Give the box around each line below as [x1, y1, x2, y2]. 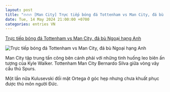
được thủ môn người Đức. [5, 81, 58, 87]
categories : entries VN [5, 21, 56, 27]
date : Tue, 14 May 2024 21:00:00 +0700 [5, 17, 90, 22]
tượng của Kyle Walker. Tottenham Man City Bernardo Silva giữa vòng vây [5, 60, 159, 66]
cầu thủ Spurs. [5, 66, 36, 72]
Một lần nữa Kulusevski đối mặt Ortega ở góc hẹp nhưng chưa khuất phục [5, 75, 159, 81]
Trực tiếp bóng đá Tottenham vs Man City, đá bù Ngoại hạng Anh [5, 35, 141, 41]
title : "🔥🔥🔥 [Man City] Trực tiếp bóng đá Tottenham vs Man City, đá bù [5, 12, 164, 17]
